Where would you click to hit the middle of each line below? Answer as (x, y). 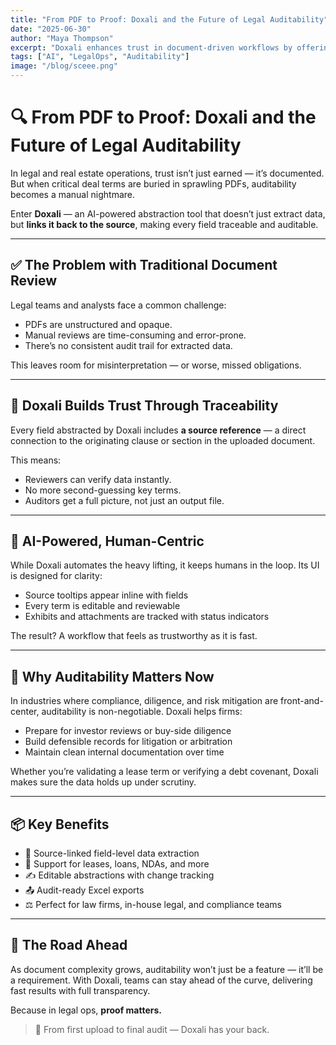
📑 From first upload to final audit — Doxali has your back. (152, 1029)
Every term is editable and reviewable (102, 606)
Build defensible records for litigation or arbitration (128, 742)
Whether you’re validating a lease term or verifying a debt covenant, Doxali (164, 772)
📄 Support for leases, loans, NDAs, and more (117, 864)
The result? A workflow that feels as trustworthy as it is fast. (134, 636)
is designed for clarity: (56, 576)
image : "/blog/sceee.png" (64, 66)
